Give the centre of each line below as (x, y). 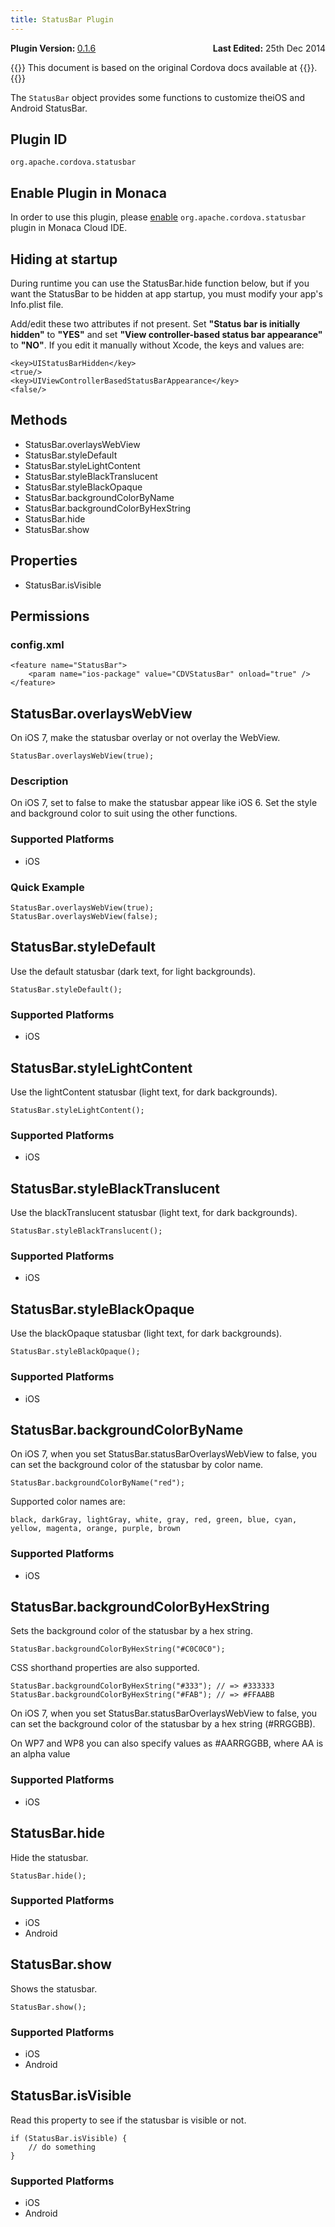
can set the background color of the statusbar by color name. (137, 1465)
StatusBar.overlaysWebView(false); (84, 917)
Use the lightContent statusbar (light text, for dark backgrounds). (144, 1092)
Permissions (50, 616)
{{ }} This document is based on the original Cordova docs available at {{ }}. (164, 67)
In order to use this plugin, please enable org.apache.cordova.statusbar (158, 217)
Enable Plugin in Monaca (89, 192)
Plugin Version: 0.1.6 (53, 48)
